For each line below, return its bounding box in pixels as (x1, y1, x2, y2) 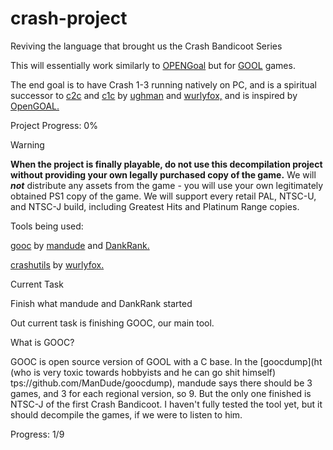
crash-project (10, 7, 128, 30)
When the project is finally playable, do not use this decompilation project (10, 158, 323, 170)
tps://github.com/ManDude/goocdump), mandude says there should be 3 (10, 377, 313, 389)
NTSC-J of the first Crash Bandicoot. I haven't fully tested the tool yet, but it (10, 398, 323, 410)
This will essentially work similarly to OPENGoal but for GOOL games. (10, 59, 296, 71)
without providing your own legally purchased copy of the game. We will (10, 168, 317, 181)
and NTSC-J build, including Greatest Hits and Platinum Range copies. (10, 200, 300, 212)
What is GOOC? (10, 336, 75, 348)
